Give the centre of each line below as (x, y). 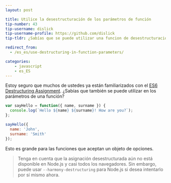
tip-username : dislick (29, 29)
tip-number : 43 (21, 24)
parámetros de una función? (35, 96)
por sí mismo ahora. (39, 175)
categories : (18, 61)
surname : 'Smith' (28, 134)
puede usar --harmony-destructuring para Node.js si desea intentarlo (91, 169)
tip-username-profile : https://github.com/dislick (60, 34)
